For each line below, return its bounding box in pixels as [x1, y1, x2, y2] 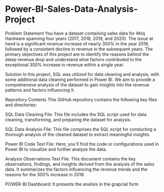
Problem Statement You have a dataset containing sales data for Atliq [5, 30, 145, 36]
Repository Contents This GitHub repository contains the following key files [5, 96, 157, 102]
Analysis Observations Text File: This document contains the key [5, 155, 136, 161]
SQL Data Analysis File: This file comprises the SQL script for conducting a [5, 126, 156, 132]
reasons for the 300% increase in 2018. [5, 171, 85, 177]
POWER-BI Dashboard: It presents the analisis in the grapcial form [5, 181, 139, 187]
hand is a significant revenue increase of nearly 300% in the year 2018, [5, 40, 150, 46]
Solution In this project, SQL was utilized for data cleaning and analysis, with [5, 71, 160, 77]
